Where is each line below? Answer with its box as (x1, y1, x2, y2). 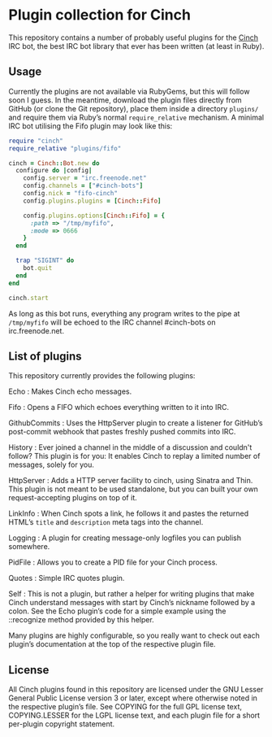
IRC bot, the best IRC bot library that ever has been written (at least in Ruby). (8, 41, 265, 50)
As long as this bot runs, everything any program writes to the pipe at (8, 308, 240, 318)
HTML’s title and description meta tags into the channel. (8, 517, 204, 527)
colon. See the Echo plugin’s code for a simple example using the (8, 606, 227, 616)
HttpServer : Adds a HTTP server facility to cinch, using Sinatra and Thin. (8, 476, 253, 486)
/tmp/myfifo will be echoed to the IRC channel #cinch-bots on (8, 317, 216, 327)
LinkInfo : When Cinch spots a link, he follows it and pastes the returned (8, 508, 249, 518)
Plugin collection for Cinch (8, 6, 191, 24)
